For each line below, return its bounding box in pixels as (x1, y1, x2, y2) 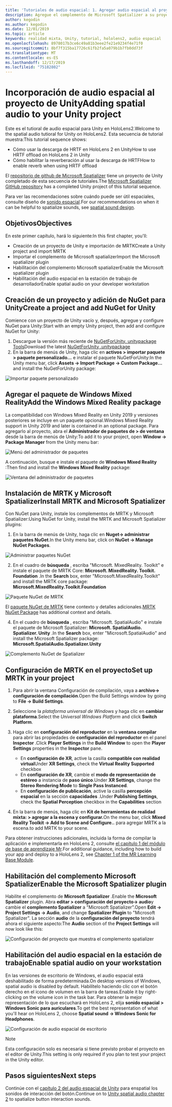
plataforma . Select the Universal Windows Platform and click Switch (12, 713, 157, 720)
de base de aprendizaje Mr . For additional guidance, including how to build (5, 846, 161, 852)
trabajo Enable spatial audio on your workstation (5, 959, 162, 968)
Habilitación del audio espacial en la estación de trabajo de (12, 275, 137, 281)
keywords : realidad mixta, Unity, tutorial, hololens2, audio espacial (5, 36, 161, 42)
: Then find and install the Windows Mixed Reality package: (5, 464, 131, 470)
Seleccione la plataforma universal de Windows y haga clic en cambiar (12, 708, 164, 714)
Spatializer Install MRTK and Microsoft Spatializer (5, 497, 165, 505)
